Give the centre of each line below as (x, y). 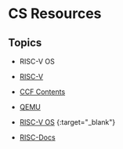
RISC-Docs (38, 137)
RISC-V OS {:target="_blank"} (67, 122)
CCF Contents (42, 92)
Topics (25, 43)
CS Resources (55, 14)
